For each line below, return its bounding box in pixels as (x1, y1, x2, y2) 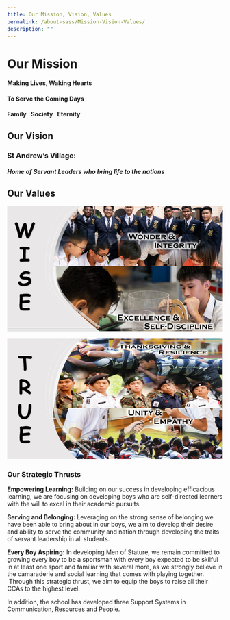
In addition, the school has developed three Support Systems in (7, 598, 186, 606)
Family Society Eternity (7, 110, 81, 119)
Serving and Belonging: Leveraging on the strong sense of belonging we (7, 513, 214, 521)
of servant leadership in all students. (7, 535, 110, 543)
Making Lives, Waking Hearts (7, 79, 92, 87)
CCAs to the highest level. (7, 584, 80, 593)
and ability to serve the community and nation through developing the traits (7, 528, 220, 536)
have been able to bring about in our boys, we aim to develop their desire (7, 521, 214, 529)
